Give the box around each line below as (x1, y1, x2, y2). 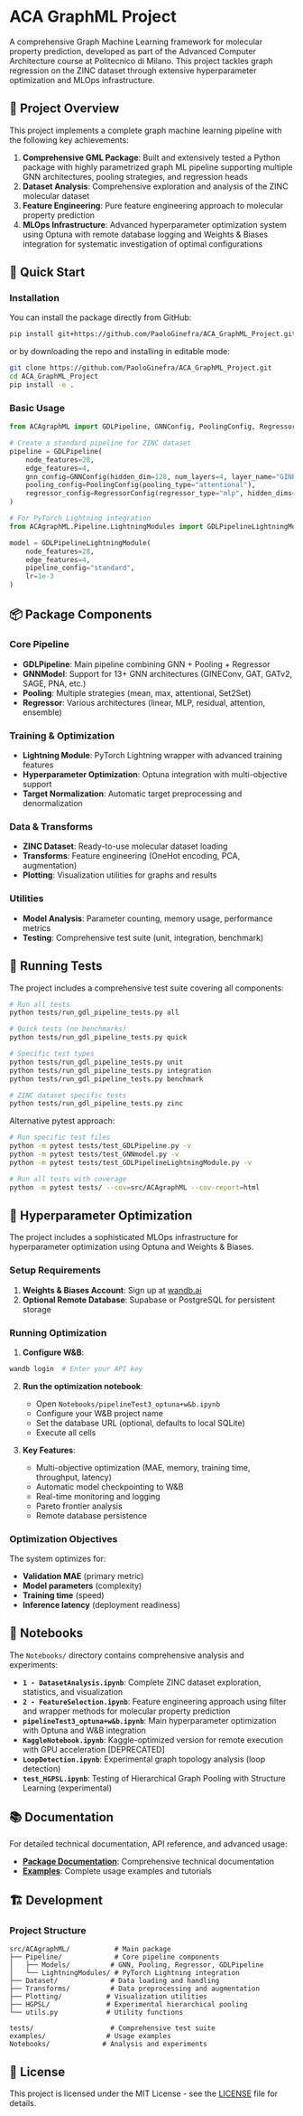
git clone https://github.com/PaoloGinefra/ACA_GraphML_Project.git (9, 363, 272, 372)
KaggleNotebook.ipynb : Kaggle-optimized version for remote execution (22, 1734, 284, 1745)
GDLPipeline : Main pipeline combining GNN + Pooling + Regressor (22, 658, 271, 670)
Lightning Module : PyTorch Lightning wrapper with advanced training (22, 750, 282, 761)
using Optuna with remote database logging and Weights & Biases (22, 229, 269, 240)
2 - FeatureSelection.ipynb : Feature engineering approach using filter (22, 1696, 287, 1707)
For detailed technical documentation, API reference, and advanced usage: (9, 1838, 289, 1849)
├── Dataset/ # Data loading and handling (9, 1977, 220, 1986)
